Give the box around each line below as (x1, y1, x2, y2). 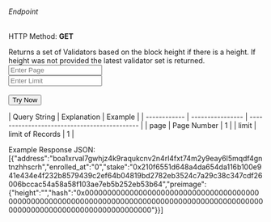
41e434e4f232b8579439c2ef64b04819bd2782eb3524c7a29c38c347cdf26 (8, 171, 263, 181)
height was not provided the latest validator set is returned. (8, 56, 205, 66)
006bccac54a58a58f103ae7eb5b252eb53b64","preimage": (8, 179, 207, 190)
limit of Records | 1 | (8, 130, 74, 139)
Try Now (12, 96, 38, 105)
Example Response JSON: (8, 145, 95, 155)
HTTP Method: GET (8, 32, 74, 41)
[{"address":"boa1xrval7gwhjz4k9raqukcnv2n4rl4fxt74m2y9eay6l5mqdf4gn (8, 154, 263, 164)
